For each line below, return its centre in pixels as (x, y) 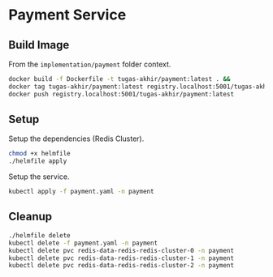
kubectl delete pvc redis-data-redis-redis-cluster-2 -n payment (121, 266)
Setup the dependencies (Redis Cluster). (76, 138)
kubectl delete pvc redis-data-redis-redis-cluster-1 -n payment (121, 258)
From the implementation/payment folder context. (90, 64)
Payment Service (67, 15)
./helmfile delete (39, 235)
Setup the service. (39, 177)
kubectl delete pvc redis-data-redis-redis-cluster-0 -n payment (121, 250)
